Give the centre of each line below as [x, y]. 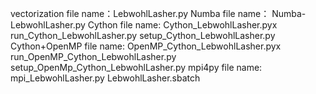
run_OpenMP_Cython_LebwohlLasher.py [93, 56]
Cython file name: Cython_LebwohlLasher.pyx [182, 25]
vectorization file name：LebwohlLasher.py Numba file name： [140, 13]
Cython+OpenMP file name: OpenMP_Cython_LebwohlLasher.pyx [146, 46]
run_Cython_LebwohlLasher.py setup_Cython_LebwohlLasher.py [143, 35]
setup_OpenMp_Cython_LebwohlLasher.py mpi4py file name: [136, 67]
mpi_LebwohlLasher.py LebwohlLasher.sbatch [105, 78]
